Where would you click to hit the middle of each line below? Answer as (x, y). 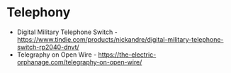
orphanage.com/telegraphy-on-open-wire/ (79, 62)
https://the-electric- (127, 55)
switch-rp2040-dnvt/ (48, 47)
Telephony (39, 12)
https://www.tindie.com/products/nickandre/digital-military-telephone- (120, 39)
